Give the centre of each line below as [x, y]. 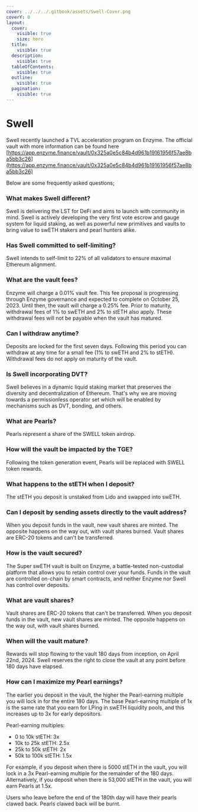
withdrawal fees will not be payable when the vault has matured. [85, 318]
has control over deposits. [38, 585]
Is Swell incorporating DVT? [47, 374]
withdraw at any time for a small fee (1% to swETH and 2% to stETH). [90, 352]
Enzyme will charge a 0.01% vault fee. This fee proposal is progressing [92, 293]
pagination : [26, 89]
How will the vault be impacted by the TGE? [69, 450]
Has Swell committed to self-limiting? [61, 245]
